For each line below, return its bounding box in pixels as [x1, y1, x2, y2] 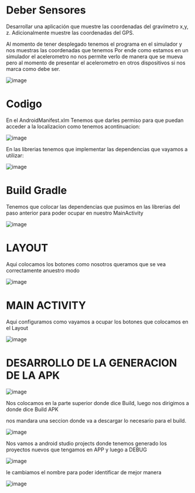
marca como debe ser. [6, 65, 60, 72]
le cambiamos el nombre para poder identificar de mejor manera [6, 468, 162, 475]
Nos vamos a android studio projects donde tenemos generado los [6, 440, 167, 447]
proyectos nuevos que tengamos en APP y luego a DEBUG [6, 446, 148, 453]
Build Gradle [6, 184, 67, 197]
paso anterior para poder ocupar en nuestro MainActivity [6, 209, 143, 216]
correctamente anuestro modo [6, 267, 80, 274]
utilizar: [6, 152, 24, 159]
